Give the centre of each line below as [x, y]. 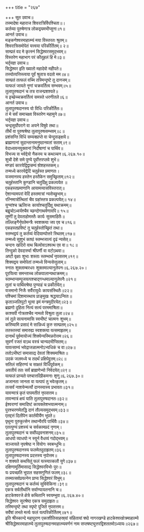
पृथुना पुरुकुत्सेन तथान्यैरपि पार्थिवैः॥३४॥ [37, 421]
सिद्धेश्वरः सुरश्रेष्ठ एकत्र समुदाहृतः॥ [32, 501]
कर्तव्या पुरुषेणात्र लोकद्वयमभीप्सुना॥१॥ [35, 29]
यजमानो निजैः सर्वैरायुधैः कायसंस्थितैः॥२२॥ [39, 291]
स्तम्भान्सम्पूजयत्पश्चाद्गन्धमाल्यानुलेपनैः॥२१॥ [41, 279]
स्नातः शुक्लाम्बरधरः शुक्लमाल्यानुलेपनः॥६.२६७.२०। [46, 268]
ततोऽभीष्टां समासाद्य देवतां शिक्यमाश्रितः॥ [37, 353]
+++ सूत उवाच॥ [19, 17]
